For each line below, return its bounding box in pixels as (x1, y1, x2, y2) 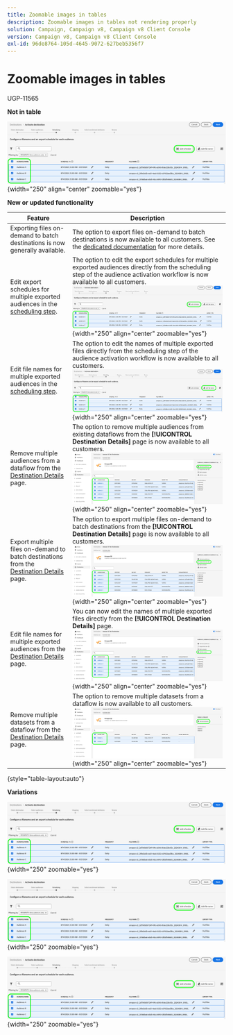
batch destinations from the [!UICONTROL (72, 522, 193, 530)
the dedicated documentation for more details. (72, 242, 205, 251)
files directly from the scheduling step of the (72, 346, 199, 355)
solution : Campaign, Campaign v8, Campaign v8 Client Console (7, 26, 191, 33)
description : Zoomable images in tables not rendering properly (7, 18, 197, 26)
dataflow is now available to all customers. (72, 699, 193, 707)
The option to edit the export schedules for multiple (72, 255, 218, 264)
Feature (26, 214, 50, 222)
